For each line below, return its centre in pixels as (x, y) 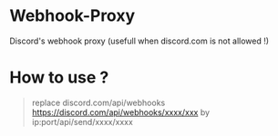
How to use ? (59, 78)
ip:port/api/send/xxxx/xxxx (82, 121)
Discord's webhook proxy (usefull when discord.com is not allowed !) (139, 41)
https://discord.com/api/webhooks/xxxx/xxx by (121, 112)
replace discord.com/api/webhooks (98, 102)
